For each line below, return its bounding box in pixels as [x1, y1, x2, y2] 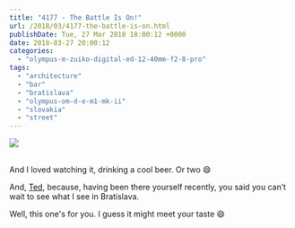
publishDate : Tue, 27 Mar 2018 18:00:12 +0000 [9, 30, 187, 39]
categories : [9, 47, 54, 56]
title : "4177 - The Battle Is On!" [9, 13, 143, 22]
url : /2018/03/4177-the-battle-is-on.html [9, 22, 170, 31]
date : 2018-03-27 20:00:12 [9, 38, 110, 48]
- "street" [17, 113, 58, 122]
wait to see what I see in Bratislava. [9, 191, 140, 202]
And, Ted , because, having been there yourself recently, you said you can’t [9, 181, 287, 193]
